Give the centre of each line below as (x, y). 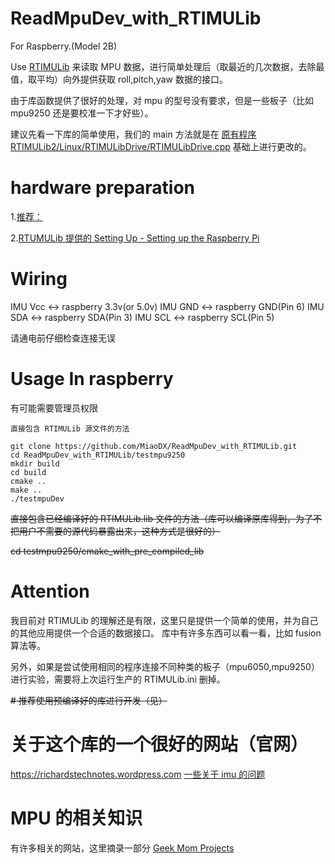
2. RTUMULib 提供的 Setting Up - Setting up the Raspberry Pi (135, 238)
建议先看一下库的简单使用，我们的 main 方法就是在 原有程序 (133, 134)
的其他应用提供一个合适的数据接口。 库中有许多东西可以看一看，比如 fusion (166, 633)
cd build (28, 472)
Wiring (39, 279)
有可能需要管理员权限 (54, 408)
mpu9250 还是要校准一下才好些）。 (82, 113)
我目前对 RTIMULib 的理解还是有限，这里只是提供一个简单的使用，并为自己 (164, 620)
